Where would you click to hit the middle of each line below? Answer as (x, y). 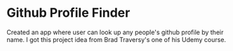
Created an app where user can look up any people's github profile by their (115, 32)
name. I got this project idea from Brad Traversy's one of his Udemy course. (116, 39)
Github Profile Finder (68, 13)
